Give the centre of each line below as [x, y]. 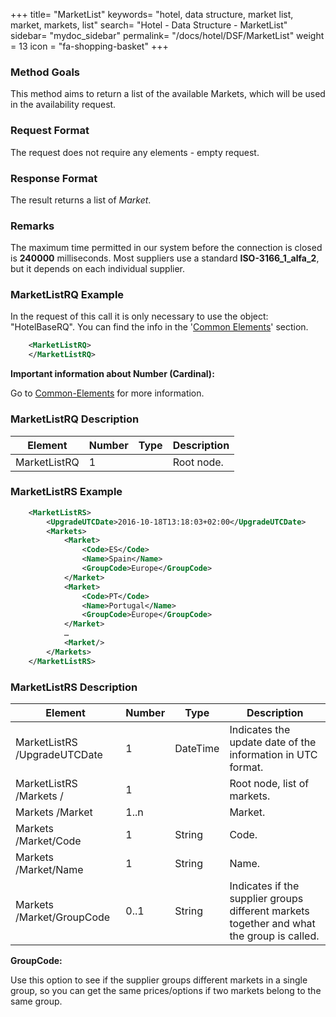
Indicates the [260, 729]
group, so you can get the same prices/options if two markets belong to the [166, 990]
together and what [272, 923]
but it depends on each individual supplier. [98, 269]
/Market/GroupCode [63, 917]
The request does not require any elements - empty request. [135, 152]
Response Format [54, 178]
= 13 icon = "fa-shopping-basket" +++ [89, 46]
